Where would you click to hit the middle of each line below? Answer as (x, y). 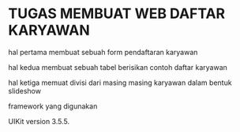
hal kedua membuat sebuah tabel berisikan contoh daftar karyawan (118, 67)
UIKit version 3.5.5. (39, 121)
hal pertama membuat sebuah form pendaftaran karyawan (103, 52)
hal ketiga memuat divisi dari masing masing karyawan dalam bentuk (120, 82)
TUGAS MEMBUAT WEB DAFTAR (117, 14)
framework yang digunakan (53, 106)
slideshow (25, 90)
